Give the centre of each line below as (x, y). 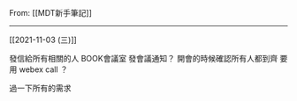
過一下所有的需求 (40, 88)
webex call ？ (44, 69)
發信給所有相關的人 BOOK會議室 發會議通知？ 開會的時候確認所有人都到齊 (144, 58)
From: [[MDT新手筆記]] (51, 13)
